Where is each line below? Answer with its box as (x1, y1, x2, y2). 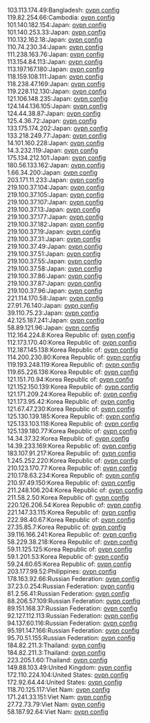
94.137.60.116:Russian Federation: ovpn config (7, 619, 138, 627)
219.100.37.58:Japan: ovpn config (7, 264, 102, 273)
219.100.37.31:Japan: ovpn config (7, 235, 102, 243)
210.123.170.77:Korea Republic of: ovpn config (7, 464, 137, 472)
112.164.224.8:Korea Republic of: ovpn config (7, 331, 135, 339)
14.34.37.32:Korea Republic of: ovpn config (7, 434, 130, 442)
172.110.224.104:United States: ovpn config (7, 671, 129, 679)
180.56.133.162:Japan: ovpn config (7, 161, 105, 169)
